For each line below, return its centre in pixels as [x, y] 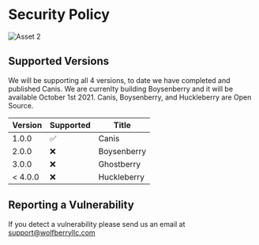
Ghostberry [120, 164]
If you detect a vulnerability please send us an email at [97, 224]
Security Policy [59, 15]
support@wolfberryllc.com [52, 232]
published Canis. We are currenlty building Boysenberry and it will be [121, 89]
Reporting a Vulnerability [71, 205]
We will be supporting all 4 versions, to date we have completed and [119, 80]
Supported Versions [58, 61]
